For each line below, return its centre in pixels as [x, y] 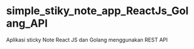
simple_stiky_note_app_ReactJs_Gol [97, 11]
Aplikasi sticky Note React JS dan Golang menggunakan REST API [87, 40]
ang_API [27, 23]
